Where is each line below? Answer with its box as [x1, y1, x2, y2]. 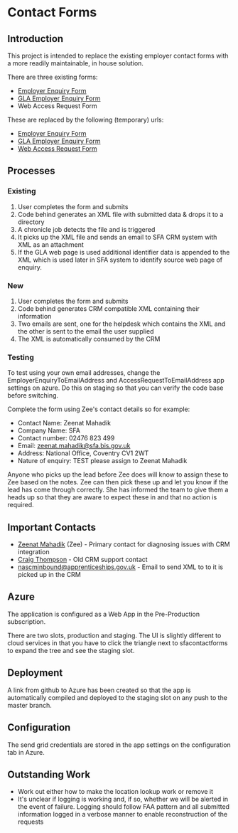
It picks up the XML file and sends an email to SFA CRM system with [17, 233, 217, 241]
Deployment [7, 667, 63, 679]
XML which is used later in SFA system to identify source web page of [17, 255, 222, 264]
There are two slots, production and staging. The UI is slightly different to [7, 631, 222, 640]
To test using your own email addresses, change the [7, 368, 161, 377]
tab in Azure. [7, 748, 45, 756]
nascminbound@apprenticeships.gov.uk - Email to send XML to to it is [17, 563, 224, 571]
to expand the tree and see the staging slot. [7, 646, 135, 654]
